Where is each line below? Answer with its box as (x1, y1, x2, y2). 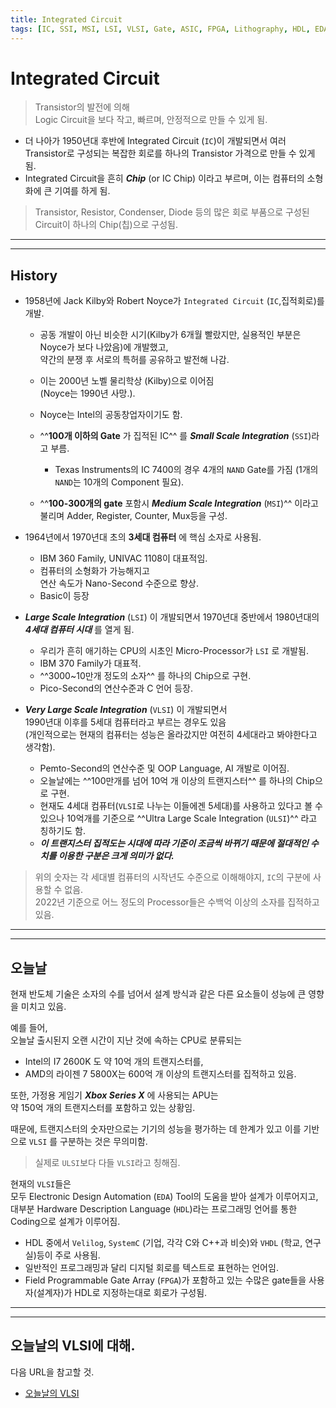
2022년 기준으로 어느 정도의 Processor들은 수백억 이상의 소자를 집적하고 (34, 896, 320, 908)
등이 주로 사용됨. (36, 1249, 101, 1261)
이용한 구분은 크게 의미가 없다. (58, 850, 175, 862)
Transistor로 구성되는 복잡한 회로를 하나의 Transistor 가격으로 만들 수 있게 (24, 147, 316, 160)
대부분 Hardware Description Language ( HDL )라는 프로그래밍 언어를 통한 (10, 1203, 298, 1215)
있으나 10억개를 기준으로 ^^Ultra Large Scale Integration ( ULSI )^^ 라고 (39, 812, 318, 825)
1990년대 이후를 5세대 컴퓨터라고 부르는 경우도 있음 (24, 716, 227, 728)
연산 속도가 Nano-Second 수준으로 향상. (39, 577, 199, 590)
